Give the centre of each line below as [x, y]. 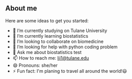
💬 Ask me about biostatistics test [47, 52]
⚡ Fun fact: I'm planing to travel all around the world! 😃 [70, 71]
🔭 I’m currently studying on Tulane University [60, 31]
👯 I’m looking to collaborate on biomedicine [58, 41]
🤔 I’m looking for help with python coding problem [65, 47]
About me [21, 8]
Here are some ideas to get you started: [47, 20]
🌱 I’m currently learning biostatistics [50, 36]
